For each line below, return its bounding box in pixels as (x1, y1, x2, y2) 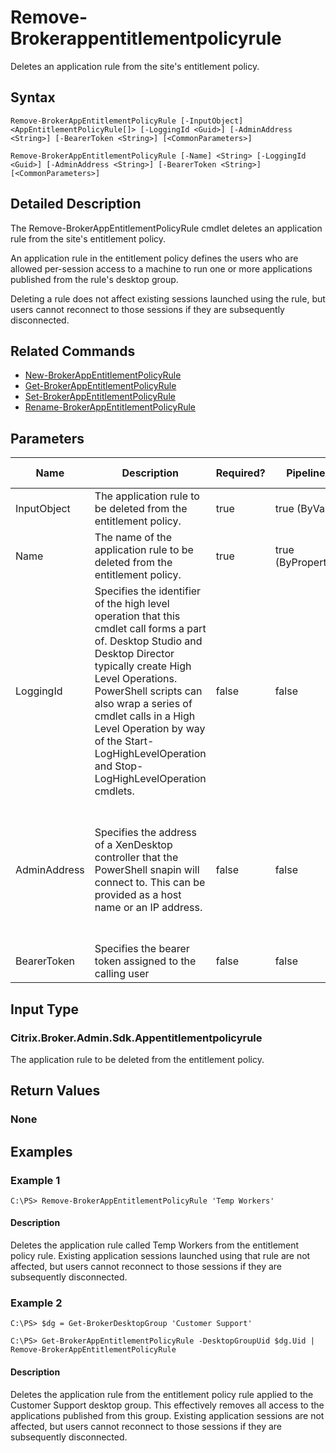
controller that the (94, 851, 179, 865)
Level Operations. (94, 672, 178, 686)
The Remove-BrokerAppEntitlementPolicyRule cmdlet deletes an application (10, 222, 323, 234)
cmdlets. (94, 784, 135, 798)
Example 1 (10, 1173, 61, 1187)
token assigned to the (94, 954, 197, 968)
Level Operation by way (94, 722, 206, 736)
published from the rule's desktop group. (10, 273, 179, 285)
